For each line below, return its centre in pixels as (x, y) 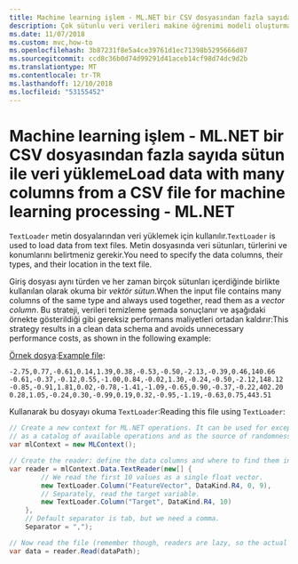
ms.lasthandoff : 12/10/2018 (61, 84)
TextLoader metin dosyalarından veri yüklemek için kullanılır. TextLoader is (142, 236)
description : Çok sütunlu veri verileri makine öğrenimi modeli (130, 26)
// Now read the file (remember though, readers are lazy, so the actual (149, 543)
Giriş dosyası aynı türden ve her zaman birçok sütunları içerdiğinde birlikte (145, 282)
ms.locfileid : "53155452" (57, 92)
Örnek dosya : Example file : (57, 356)
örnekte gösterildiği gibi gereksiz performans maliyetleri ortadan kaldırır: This (149, 319)
